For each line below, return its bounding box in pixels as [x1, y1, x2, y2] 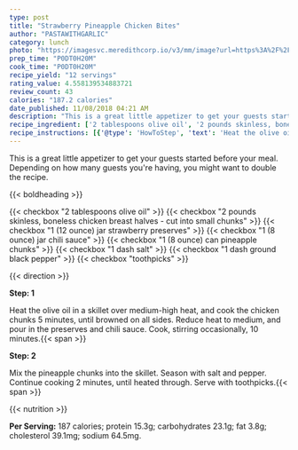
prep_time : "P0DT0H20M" [9, 54, 98, 63]
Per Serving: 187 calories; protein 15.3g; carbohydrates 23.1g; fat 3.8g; [9, 421, 268, 431]
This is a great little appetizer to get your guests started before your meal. [9, 153, 278, 163]
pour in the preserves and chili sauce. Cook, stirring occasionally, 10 [9, 323, 259, 334]
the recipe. [9, 171, 49, 182]
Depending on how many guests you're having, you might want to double [9, 162, 277, 173]
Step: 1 [9, 288, 35, 298]
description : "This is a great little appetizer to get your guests [9, 112, 268, 121]
